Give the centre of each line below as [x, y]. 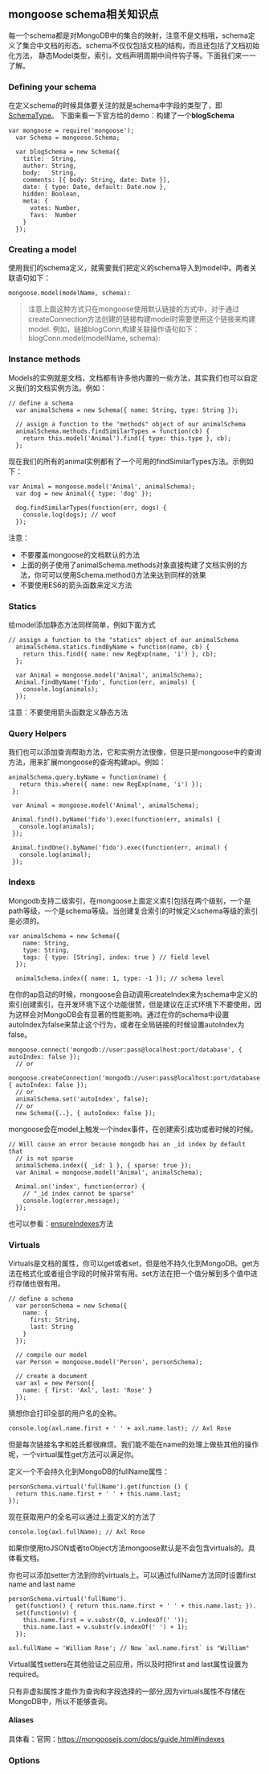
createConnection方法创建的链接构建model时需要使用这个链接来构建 [142, 319]
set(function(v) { [47, 1613]
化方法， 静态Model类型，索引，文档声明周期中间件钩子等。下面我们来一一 [132, 56]
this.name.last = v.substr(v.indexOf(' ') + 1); [106, 1627]
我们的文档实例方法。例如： [61, 388]
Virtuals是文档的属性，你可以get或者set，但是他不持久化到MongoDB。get [130, 1263]
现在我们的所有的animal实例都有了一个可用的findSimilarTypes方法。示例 [128, 461]
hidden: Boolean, [52, 194]
